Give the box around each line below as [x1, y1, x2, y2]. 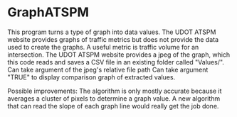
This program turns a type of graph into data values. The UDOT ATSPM [7, 28, 216, 36]
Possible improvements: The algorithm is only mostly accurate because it [7, 87, 222, 95]
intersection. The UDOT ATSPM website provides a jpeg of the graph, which [7, 50, 231, 59]
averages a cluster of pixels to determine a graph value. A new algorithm [7, 94, 221, 103]
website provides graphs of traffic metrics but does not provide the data [7, 35, 219, 43]
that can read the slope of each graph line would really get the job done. [7, 101, 219, 110]
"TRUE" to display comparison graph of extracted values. [7, 72, 176, 82]
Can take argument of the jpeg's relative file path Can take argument [7, 65, 209, 74]
